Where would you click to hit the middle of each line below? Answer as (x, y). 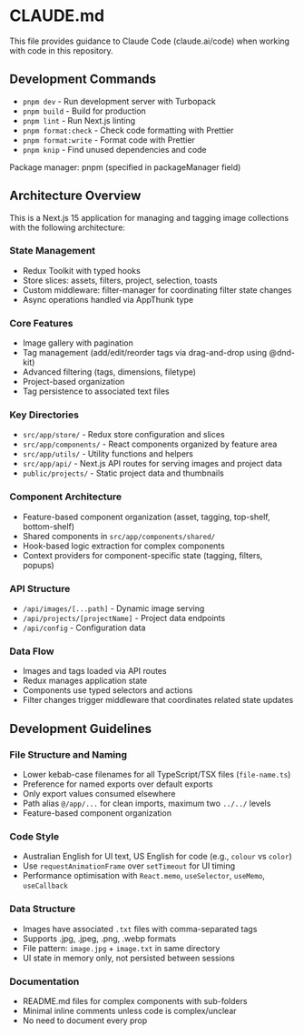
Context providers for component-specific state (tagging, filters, (142, 555)
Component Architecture (66, 497)
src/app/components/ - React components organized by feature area (150, 444)
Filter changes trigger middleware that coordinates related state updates (158, 700)
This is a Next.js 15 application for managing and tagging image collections (149, 217)
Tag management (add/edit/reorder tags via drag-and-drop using (145, 353)
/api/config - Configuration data (84, 628)
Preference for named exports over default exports (118, 784)
